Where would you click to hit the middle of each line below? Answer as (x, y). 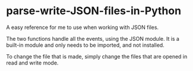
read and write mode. (32, 63)
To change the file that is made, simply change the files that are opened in (97, 56)
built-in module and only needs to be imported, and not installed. (85, 45)
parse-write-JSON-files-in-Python (94, 11)
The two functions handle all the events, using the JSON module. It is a (93, 38)
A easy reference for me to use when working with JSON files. (83, 27)
